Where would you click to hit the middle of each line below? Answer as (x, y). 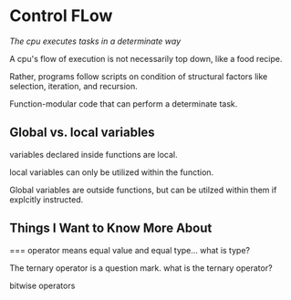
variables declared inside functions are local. (94, 154)
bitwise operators (42, 285)
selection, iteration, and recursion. (74, 86)
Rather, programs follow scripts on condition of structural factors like (139, 76)
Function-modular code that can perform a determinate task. (124, 103)
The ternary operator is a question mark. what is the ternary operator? (141, 268)
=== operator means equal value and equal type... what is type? (130, 250)
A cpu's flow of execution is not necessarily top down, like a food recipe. (146, 58)
